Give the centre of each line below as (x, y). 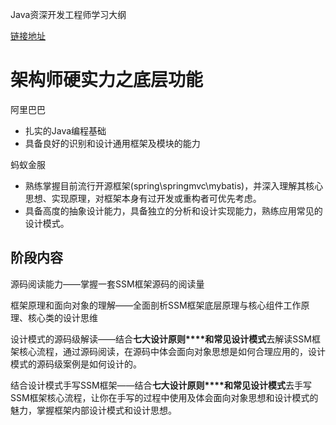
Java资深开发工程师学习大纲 (68, 14)
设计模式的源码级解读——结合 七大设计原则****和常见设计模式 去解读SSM (161, 339)
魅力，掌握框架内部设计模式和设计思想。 (93, 410)
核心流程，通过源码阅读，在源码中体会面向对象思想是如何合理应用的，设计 (172, 351)
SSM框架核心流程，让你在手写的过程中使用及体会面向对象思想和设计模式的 (164, 397)
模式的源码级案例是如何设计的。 (76, 364)
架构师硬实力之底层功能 (107, 80)
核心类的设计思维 (62, 317)
